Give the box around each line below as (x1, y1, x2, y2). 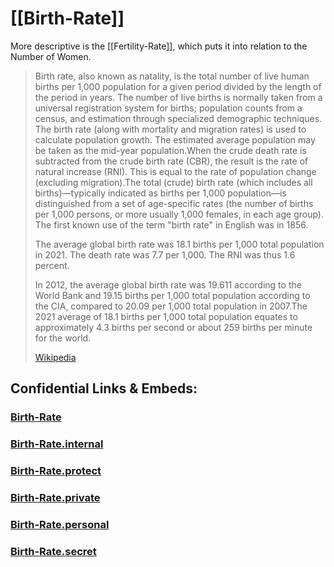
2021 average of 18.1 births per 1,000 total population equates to (34, 310, 298, 322)
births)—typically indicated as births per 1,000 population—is (34, 187, 287, 199)
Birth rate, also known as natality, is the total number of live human (34, 70, 310, 82)
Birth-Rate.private (10, 491, 101, 505)
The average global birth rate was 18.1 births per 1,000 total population (34, 238, 325, 250)
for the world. (34, 332, 92, 344)
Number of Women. (10, 50, 92, 62)
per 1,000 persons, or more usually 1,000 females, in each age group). (34, 208, 324, 220)
